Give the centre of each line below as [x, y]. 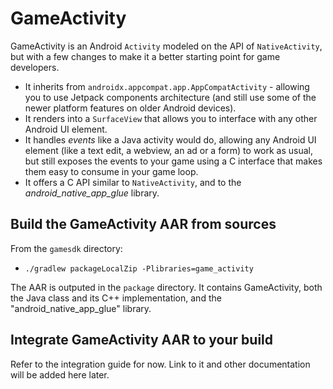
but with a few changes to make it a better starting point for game [145, 56]
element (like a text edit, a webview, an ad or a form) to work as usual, [169, 150]
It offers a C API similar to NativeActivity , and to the [133, 182]
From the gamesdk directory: [66, 248]
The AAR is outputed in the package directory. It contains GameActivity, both [166, 287]
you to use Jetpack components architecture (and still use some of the [170, 97]
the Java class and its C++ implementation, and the [116, 298]
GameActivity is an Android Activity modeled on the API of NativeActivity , [166, 46]
